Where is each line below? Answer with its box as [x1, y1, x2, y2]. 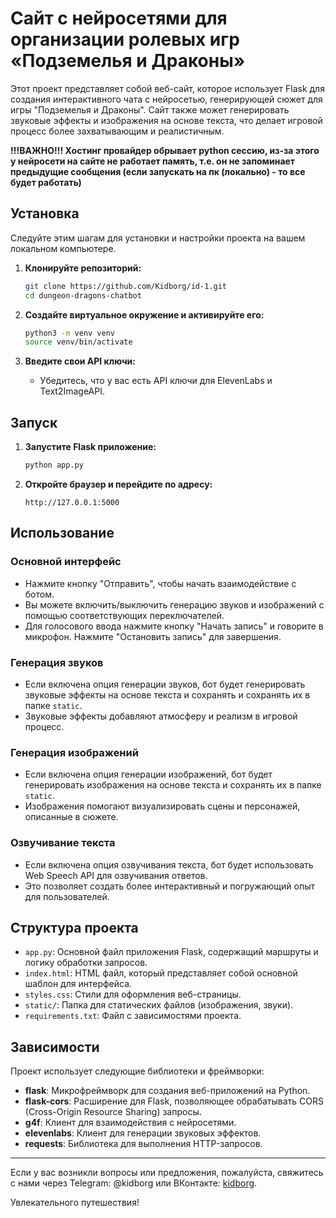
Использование [10, 525, 115, 542]
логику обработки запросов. [24, 957, 148, 969]
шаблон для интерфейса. [24, 978, 133, 990]
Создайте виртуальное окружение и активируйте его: [24, 308, 265, 321]
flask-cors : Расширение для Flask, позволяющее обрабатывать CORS [24, 1095, 325, 1107]
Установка [10, 205, 80, 222]
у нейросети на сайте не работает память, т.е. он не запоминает [10, 155, 295, 167]
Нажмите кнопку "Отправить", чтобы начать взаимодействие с [24, 577, 297, 589]
